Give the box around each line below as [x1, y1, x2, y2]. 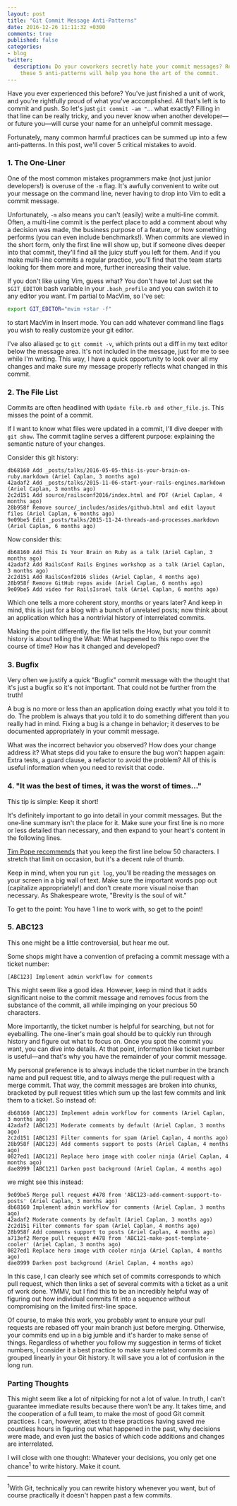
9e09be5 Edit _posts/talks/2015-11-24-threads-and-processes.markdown [7, 516, 219, 524]
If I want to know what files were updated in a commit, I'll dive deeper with [7, 424, 224, 432]
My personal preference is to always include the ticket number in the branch [7, 1066, 229, 1074]
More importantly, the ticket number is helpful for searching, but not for [7, 1022, 214, 1030]
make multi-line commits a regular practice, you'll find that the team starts [7, 255, 222, 264]
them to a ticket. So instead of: [7, 1096, 97, 1104]
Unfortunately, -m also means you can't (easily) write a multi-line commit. [7, 210, 219, 219]
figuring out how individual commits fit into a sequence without [7, 1294, 190, 1303]
